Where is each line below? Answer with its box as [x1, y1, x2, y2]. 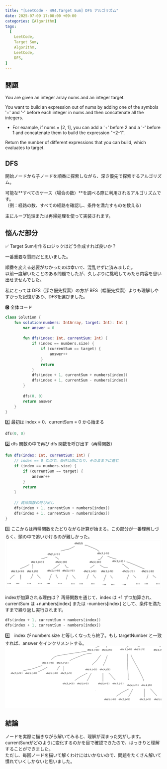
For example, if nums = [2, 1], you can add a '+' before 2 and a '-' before [12, 125, 161, 131]
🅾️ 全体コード [5, 304, 33, 310]
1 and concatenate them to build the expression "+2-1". [12, 130, 125, 136]
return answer [23, 399, 52, 404]
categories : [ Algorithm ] [5, 18, 57, 23]
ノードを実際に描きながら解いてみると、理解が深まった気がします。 [5, 733, 144, 739]
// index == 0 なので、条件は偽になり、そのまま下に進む [14, 458, 119, 463]
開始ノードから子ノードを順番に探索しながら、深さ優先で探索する [5, 173, 140, 179]
